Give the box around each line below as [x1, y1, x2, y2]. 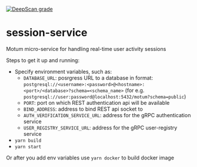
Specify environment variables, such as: [14, 68, 112, 75]
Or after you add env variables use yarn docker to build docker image [6, 154, 175, 161]
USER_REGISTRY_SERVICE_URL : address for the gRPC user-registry [23, 124, 178, 131]
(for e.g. [125, 87, 145, 94]
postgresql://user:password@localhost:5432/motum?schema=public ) [23, 93, 186, 100]
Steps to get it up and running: [6, 56, 80, 64]
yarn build [14, 138, 42, 144]
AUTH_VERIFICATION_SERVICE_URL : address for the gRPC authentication [23, 111, 191, 118]
